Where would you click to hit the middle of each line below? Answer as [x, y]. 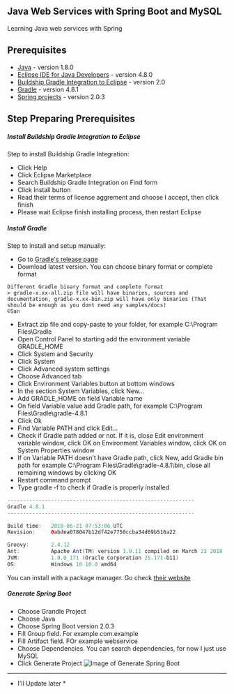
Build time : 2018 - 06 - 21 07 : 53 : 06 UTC [65, 526]
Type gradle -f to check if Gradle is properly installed [93, 487]
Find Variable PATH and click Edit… [68, 428]
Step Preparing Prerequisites [71, 119]
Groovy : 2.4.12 [39, 545]
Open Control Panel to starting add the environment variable [103, 339]
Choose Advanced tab [49, 376]
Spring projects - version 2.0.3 [61, 96]
